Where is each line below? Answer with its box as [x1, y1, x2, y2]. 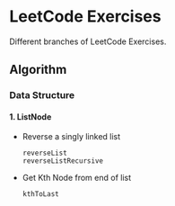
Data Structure [9, 89, 75, 102]
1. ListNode [9, 111, 52, 122]
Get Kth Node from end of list [22, 173, 132, 184]
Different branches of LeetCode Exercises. [9, 36, 167, 47]
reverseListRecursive [22, 157, 103, 166]
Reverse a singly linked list [22, 131, 121, 142]
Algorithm [9, 62, 67, 77]
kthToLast [22, 190, 60, 199]
